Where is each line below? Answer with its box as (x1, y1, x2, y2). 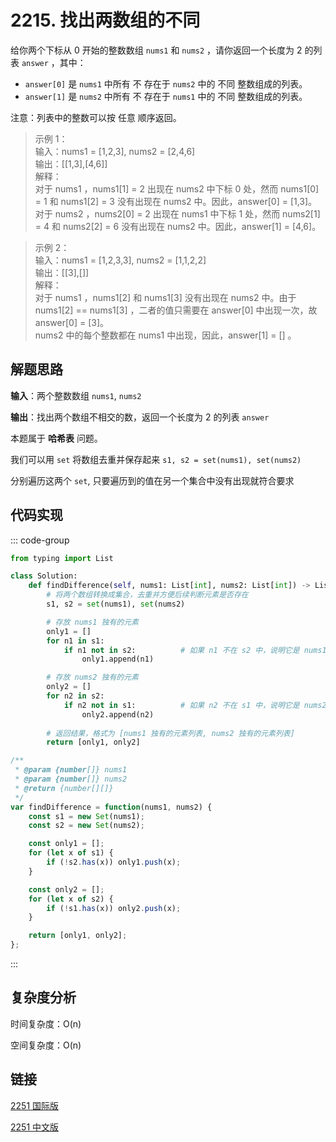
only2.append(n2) (81, 709, 155, 720)
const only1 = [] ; (28, 839, 105, 849)
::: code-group (10, 534, 70, 546)
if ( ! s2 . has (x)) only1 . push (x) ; (46, 857, 182, 868)
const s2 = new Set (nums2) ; (28, 821, 145, 831)
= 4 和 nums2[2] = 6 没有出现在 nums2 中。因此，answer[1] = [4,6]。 (34, 220, 322, 232)
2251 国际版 (10, 1099, 60, 1111)
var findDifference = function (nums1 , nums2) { (10, 802, 213, 812)
